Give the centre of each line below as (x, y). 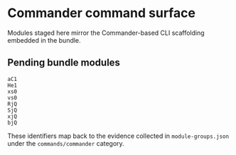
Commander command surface (101, 13)
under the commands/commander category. (66, 143)
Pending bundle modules (64, 63)
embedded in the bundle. (44, 40)
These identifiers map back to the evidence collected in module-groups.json (118, 136)
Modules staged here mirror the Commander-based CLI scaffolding (106, 33)
